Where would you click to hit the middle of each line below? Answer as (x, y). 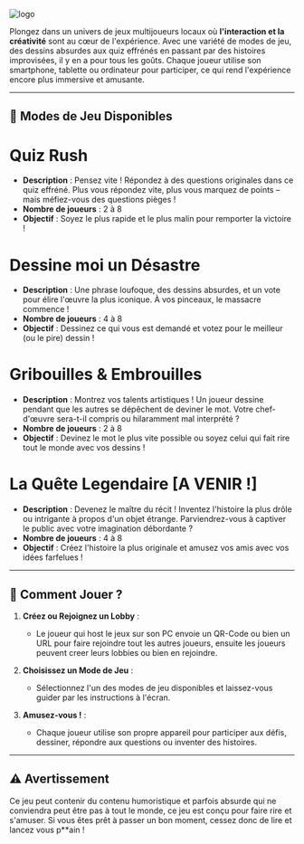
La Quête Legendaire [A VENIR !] (133, 484)
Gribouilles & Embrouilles (106, 375)
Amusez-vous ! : (54, 715)
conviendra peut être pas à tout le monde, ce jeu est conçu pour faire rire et (151, 811)
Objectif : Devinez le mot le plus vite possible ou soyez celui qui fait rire (156, 438)
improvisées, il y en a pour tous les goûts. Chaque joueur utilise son (135, 60)
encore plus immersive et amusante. (77, 80)
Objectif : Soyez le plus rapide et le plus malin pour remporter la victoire (157, 219)
